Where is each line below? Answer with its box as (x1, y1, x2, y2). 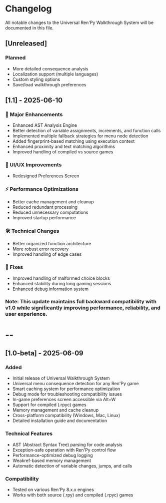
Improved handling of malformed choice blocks (12, 275, 110, 281)
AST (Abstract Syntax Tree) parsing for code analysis (12, 442, 122, 448)
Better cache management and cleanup (12, 198, 94, 205)
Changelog (5, 3, 52, 14)
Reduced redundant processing (12, 204, 78, 210)
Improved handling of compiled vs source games (12, 149, 113, 155)
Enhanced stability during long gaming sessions (12, 280, 111, 286)
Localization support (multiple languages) (12, 71, 98, 77)
